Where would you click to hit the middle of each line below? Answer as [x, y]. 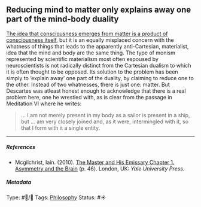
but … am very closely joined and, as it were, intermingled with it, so [105, 121]
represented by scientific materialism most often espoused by [82, 59]
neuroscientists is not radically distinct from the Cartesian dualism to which [99, 65]
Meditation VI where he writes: [44, 103]
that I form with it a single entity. [60, 127]
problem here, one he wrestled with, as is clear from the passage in [89, 97]
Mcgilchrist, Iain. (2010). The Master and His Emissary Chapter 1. [95, 162]
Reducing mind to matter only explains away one [99, 10]
